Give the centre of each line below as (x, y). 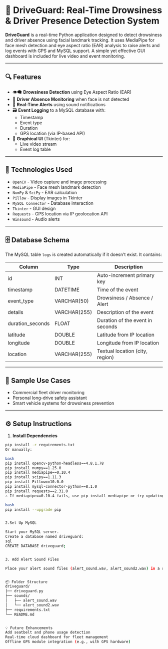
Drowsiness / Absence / (125, 298)
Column (29, 267)
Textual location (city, (122, 351)
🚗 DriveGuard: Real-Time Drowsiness (84, 10)
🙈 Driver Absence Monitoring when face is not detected (71, 99)
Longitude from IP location (128, 343)
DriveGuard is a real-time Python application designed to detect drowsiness (84, 35)
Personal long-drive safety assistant (50, 398)
